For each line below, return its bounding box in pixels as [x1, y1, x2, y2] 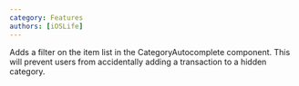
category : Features [9, 13, 84, 23]
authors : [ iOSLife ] [9, 22, 84, 31]
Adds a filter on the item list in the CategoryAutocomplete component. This [9, 46, 291, 57]
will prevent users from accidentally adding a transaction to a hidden [9, 56, 267, 67]
